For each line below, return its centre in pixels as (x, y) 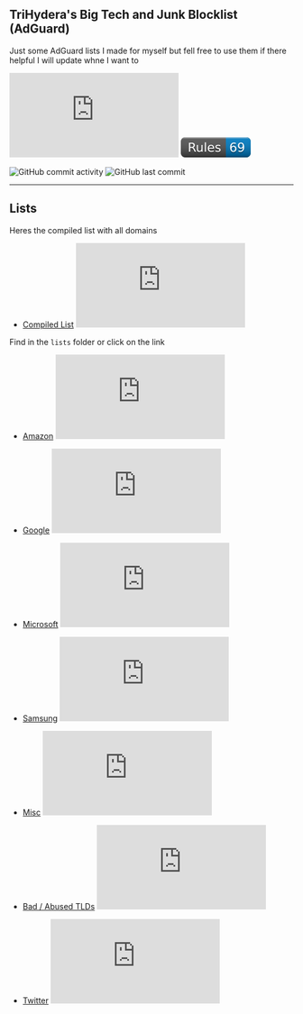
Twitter (36, 1000)
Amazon (38, 435)
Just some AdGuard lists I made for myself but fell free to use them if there (148, 50)
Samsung (40, 718)
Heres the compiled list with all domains (83, 230)
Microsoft (40, 624)
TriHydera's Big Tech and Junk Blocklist (124, 15)
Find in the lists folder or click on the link (87, 342)
